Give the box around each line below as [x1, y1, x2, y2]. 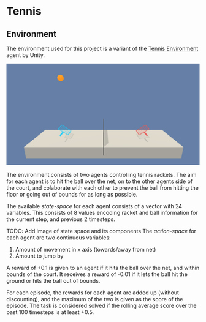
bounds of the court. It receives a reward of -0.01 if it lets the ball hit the [6, 271, 188, 278]
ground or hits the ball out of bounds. [6, 277, 101, 284]
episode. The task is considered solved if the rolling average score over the [6, 302, 197, 309]
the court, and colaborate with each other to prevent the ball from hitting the [6, 184, 199, 191]
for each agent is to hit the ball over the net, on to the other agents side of [6, 178, 193, 185]
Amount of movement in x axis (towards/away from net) [15, 245, 156, 253]
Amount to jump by [15, 252, 64, 260]
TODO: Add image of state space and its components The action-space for [6, 227, 197, 234]
